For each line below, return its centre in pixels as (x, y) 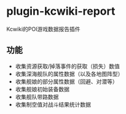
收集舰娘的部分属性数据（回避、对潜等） (66, 82)
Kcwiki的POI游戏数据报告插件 (43, 29)
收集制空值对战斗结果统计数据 (53, 104)
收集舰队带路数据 (37, 97)
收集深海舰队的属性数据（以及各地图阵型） (69, 74)
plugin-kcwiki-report (61, 11)
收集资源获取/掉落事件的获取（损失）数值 (67, 66)
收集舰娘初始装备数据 (42, 89)
